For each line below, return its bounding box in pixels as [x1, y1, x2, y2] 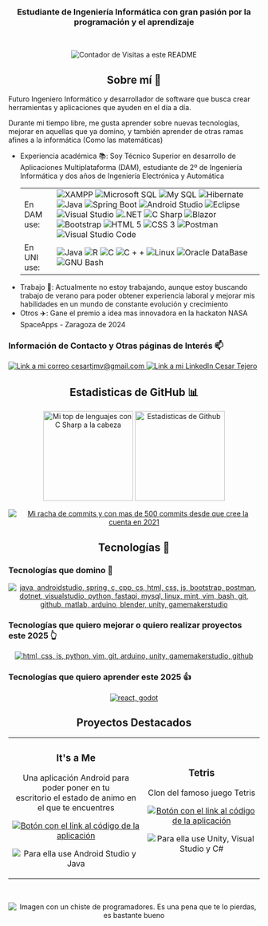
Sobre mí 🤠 [106, 73, 162, 86]
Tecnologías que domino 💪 [8, 564, 113, 576]
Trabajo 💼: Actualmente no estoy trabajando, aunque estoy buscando [19, 283, 248, 292]
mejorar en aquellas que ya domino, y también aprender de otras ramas [8, 127, 244, 137]
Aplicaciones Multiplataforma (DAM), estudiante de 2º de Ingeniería [19, 163, 242, 172]
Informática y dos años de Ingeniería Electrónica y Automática [19, 171, 225, 181]
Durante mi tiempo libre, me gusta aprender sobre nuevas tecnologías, [8, 118, 240, 128]
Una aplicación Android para [22, 773, 130, 784]
